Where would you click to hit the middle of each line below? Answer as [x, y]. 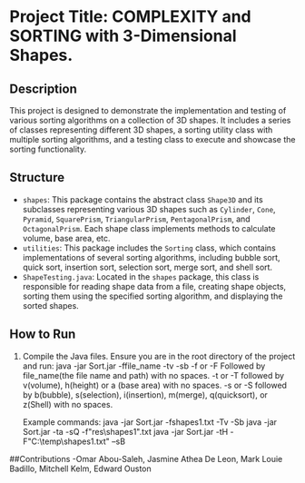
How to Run [43, 335]
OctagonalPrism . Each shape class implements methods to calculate [149, 228]
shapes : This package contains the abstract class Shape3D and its [143, 199]
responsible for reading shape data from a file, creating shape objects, [154, 286]
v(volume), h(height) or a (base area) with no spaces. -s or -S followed [155, 385]
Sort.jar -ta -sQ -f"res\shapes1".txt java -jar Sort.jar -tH [125, 431]
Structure [37, 177]
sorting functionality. [48, 149]
